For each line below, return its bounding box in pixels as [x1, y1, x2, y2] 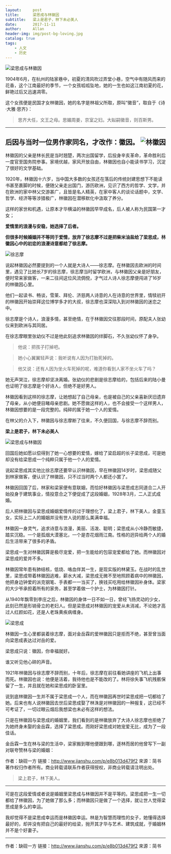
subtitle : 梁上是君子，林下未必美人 [5, 17, 78, 22]
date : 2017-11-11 [5, 21, 56, 27]
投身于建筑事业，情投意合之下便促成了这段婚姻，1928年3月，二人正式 [9, 491, 157, 497]
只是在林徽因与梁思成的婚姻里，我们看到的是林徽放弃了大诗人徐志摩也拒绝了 [5, 717, 166, 723]
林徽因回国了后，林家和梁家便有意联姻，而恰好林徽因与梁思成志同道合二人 [5, 484, 161, 491]
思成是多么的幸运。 [5, 803, 46, 810]
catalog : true [5, 36, 36, 41]
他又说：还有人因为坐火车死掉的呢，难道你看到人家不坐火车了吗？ [17, 366, 156, 372]
